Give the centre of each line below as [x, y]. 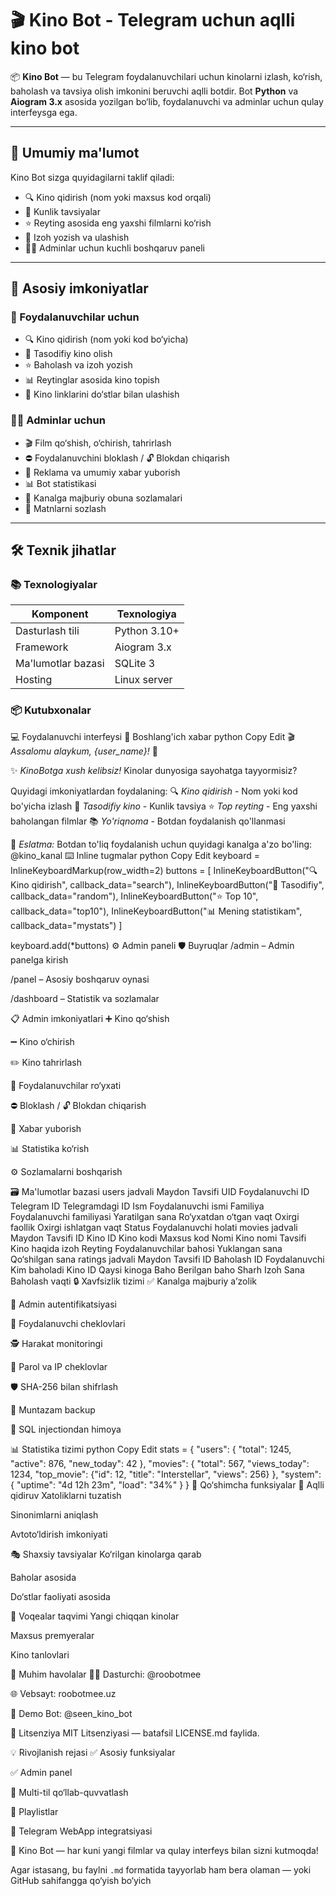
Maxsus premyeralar [52, 1635]
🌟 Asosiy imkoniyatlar [79, 288]
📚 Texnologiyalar [54, 585]
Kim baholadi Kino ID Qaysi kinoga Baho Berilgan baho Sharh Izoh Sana [157, 1269]
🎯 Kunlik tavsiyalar [62, 211]
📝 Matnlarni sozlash [65, 508]
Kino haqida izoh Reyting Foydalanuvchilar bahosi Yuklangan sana [146, 1248]
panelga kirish [39, 959]
